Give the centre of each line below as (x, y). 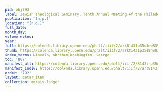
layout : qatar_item (25, 77)
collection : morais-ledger (32, 82)
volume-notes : (19, 37)
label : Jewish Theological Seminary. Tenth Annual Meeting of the (73, 14)
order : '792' (18, 73)
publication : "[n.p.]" (28, 18)
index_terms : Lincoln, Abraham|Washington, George (57, 55)
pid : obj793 (17, 9)
